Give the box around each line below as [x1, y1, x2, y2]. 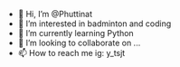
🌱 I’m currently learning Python [17, 28, 134, 38]
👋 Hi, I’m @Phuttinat [17, 9, 93, 19]
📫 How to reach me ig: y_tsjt [17, 48, 126, 58]
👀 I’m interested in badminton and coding [17, 18, 172, 29]
